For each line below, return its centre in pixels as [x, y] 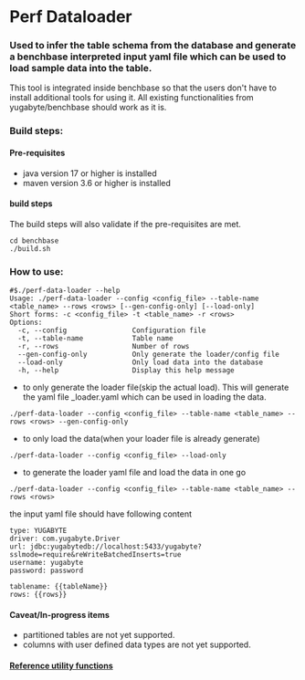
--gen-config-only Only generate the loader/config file [149, 355]
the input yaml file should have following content [101, 514]
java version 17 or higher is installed [89, 173]
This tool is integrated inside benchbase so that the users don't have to [143, 88]
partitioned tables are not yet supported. [99, 635]
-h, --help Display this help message [126, 371]
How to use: [37, 271]
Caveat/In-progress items [59, 614]
